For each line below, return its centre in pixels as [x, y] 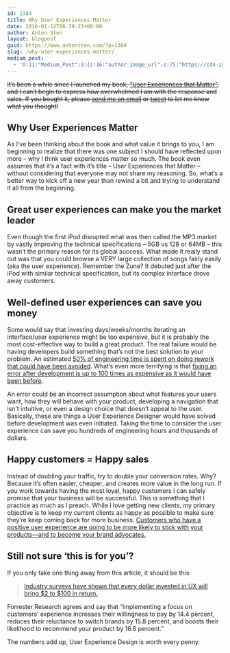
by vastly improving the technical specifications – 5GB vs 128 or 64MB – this [115, 244]
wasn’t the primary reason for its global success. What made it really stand [113, 252]
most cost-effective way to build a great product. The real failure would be [112, 344]
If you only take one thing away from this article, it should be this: [99, 573]
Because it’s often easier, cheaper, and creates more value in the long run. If [114, 483]
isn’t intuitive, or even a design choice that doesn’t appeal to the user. [105, 409]
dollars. [18, 438]
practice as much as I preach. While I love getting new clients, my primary [111, 505]
